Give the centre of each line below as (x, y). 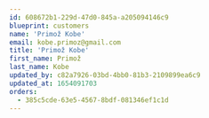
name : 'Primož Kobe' (48, 34)
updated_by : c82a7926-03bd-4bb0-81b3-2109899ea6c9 (105, 75)
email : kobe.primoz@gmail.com (65, 42)
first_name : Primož (45, 59)
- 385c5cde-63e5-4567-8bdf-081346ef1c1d (93, 100)
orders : (24, 91)
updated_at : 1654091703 (53, 83)
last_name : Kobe (39, 67)
